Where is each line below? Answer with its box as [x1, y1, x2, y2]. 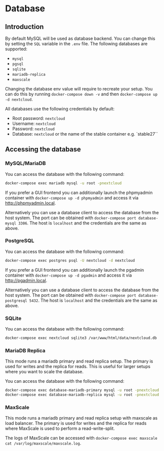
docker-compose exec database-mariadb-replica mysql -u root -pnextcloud [5, 393, 160, 397]
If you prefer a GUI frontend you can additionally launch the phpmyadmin [5, 190, 153, 196]
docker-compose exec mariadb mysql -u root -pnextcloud [5, 180, 122, 186]
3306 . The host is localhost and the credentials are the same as [18, 220, 146, 226]
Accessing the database [5, 145, 81, 154]
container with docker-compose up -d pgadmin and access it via [5, 272, 132, 278]
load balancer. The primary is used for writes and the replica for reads [5, 421, 147, 426]
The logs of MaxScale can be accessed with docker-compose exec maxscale [5, 435, 158, 441]
